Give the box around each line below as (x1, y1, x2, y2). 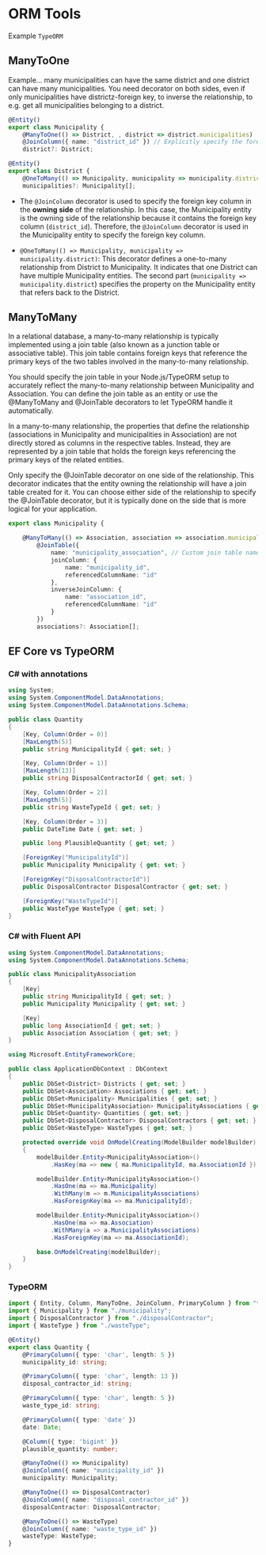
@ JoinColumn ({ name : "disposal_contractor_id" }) (22, 1495, 190, 1503)
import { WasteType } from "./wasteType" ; (8, 1322, 150, 1330)
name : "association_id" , (64, 593, 147, 601)
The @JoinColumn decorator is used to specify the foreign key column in (19, 196, 252, 206)
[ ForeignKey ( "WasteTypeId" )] (22, 897, 119, 905)
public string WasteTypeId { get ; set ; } (22, 803, 161, 811)
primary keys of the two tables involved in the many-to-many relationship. (8, 357, 249, 366)
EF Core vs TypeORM (8, 645, 115, 658)
